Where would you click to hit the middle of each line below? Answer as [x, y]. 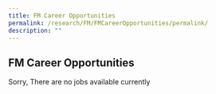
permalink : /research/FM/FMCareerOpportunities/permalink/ [108, 23]
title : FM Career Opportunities [62, 16]
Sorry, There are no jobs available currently [79, 82]
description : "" [35, 30]
